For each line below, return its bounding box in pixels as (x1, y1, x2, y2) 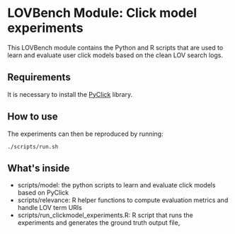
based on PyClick (17, 189, 69, 197)
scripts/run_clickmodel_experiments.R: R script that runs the (17, 211, 193, 220)
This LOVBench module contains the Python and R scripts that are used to (7, 43, 224, 52)
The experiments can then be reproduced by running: (7, 129, 164, 138)
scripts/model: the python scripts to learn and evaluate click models (17, 181, 216, 189)
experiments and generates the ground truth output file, (17, 218, 180, 227)
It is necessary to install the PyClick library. (7, 90, 133, 98)
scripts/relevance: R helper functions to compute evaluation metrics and (17, 196, 229, 204)
